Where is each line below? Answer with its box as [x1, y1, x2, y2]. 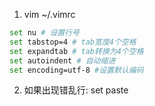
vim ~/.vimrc [23, 9, 76, 20]
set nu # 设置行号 [9, 28, 81, 38]
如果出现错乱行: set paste [23, 84, 129, 96]
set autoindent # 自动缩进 [9, 55, 116, 66]
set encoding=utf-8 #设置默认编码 [9, 65, 144, 75]
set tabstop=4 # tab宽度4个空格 [9, 37, 137, 47]
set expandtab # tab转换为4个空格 [9, 46, 144, 56]
